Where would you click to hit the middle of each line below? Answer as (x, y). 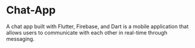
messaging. (20, 39)
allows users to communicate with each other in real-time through (87, 32)
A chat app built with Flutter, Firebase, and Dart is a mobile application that (97, 26)
